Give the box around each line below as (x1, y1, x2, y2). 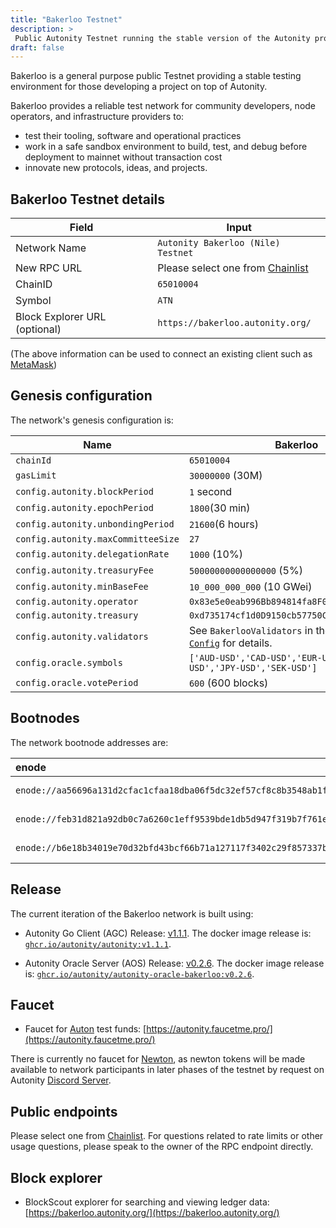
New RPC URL (15, 261, 83, 275)
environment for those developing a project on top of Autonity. (10, 81, 268, 93)
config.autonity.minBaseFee (15, 581, 149, 592)
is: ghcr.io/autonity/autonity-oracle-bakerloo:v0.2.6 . (24, 967, 255, 980)
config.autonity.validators (15, 631, 149, 642)
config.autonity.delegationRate (15, 548, 170, 560)
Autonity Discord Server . (10, 1074, 112, 1086)
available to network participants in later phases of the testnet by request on (10, 1064, 325, 1076)
